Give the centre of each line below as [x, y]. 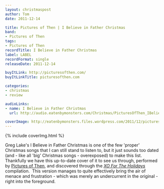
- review [14, 95]
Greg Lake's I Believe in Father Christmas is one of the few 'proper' [72, 145]
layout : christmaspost [28, 10]
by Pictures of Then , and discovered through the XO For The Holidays [75, 166]
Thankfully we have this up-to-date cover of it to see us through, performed [81, 161]
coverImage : [17, 122]
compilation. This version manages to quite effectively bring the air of [75, 171]
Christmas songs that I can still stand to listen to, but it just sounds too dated [82, 150]
